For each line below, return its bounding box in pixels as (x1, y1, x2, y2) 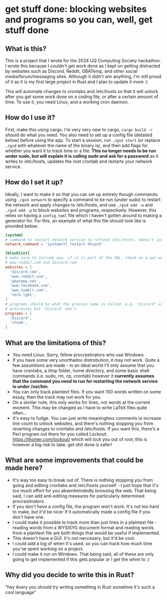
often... (12, 409, 27, 416)
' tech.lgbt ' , (9, 293, 37, 298)
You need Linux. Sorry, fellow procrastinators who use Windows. (12, 352, 145, 358)
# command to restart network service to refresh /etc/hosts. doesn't (5, 237, 155, 242)
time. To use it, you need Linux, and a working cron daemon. (5, 99, 129, 105)
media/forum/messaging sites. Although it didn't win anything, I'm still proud (5, 74, 162, 79)
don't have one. (12, 514, 45, 520)
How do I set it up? (5, 178, 64, 187)
